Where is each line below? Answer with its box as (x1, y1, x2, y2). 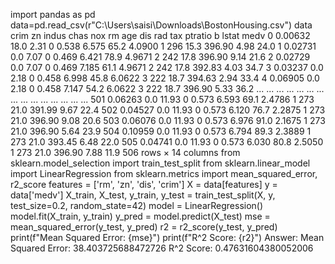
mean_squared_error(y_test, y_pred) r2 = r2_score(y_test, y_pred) (10, 221, 278, 233)
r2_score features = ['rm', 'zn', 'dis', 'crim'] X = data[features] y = (10, 179, 278, 190)
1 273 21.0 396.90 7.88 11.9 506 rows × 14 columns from (10, 147, 241, 158)
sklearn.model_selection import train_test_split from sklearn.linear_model (10, 157, 311, 169)
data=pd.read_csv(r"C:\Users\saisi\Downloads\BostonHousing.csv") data (10, 19, 313, 31)
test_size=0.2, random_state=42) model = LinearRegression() (10, 200, 264, 211)
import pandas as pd (10, 9, 96, 20)
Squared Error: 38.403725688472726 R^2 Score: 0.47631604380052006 (10, 242, 314, 254)
